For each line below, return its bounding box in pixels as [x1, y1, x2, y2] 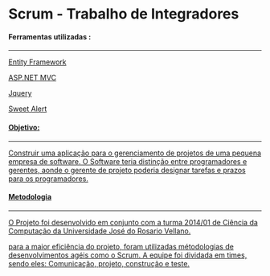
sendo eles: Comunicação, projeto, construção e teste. [8, 258, 190, 268]
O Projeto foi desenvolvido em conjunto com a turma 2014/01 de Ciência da [8, 217, 259, 227]
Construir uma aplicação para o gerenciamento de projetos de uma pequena [8, 148, 262, 158]
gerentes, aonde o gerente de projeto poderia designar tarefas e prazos [8, 165, 247, 175]
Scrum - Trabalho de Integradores [8, 5, 239, 23]
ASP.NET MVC [8, 73, 57, 83]
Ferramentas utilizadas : [8, 31, 92, 41]
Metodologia [8, 192, 52, 202]
